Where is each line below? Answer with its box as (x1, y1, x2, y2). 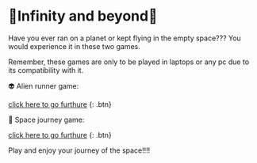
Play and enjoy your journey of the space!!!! (8, 146, 151, 155)
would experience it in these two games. (8, 41, 140, 51)
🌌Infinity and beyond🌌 (8, 7, 158, 25)
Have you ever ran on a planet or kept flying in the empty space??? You (8, 33, 242, 43)
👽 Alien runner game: (8, 81, 79, 90)
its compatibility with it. (8, 65, 84, 74)
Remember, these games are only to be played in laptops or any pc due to (8, 57, 250, 66)
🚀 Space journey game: (8, 115, 85, 124)
